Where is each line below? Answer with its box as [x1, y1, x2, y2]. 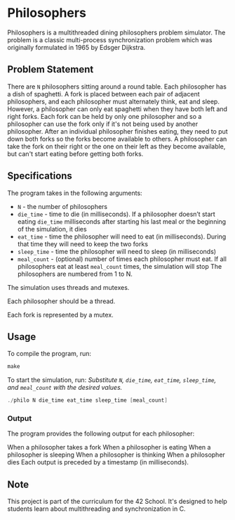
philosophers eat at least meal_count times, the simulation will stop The [17, 262, 222, 270]
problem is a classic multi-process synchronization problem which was [7, 35, 213, 44]
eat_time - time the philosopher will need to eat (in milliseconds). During [17, 232, 227, 241]
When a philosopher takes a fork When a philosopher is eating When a [7, 443, 211, 452]
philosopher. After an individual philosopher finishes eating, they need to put [7, 127, 228, 135]
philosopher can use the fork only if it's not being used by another [7, 120, 199, 128]
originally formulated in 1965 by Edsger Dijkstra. [7, 43, 146, 51]
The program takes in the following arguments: [7, 189, 142, 197]
